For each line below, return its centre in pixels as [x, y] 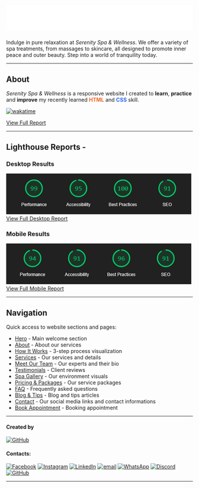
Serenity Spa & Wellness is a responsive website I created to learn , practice [99, 94]
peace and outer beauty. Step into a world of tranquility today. [82, 55]
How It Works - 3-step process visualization [68, 351]
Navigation [27, 313]
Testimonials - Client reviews [50, 370]
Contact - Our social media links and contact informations [85, 401]
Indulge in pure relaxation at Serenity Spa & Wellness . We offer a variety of [97, 43]
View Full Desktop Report [37, 219]
